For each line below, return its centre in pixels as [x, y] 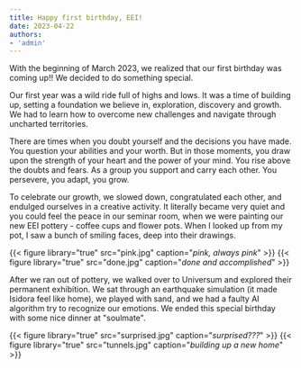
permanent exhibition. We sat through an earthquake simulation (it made [143, 290]
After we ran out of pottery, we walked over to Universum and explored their [151, 280]
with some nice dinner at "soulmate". [78, 318]
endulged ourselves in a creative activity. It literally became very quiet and [147, 207]
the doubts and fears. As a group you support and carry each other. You [143, 170]
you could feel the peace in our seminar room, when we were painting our [146, 216]
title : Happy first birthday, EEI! [76, 18]
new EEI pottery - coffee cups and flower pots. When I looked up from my [146, 226]
